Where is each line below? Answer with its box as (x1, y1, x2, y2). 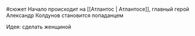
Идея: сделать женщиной (6, 24, 72, 30)
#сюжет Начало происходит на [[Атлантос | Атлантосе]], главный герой (6, 6, 190, 12)
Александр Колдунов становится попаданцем (6, 12, 124, 19)
